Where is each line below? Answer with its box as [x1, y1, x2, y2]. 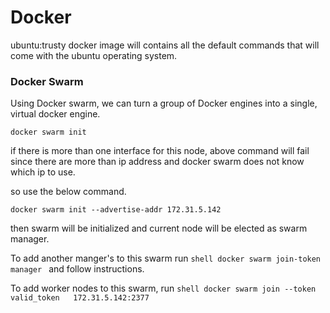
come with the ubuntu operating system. [10, 49, 178, 61]
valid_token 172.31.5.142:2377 [10, 293, 150, 303]
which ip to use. [10, 166, 76, 178]
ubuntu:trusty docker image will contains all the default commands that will [10, 39, 320, 51]
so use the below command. [10, 186, 127, 198]
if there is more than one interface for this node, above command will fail [10, 145, 310, 157]
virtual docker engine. [10, 108, 101, 120]
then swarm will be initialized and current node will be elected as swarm [10, 222, 308, 235]
